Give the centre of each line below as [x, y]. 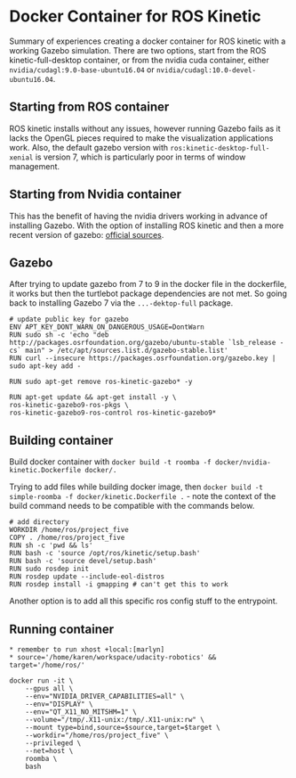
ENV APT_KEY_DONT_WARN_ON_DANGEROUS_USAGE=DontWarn [107, 327]
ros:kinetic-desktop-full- [220, 148]
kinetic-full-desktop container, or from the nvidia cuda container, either [139, 60]
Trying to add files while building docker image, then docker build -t [136, 487]
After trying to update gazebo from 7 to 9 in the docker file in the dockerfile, [148, 284]
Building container [61, 440]
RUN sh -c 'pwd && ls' [51, 545]
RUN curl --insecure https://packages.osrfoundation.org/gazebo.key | [143, 358]
